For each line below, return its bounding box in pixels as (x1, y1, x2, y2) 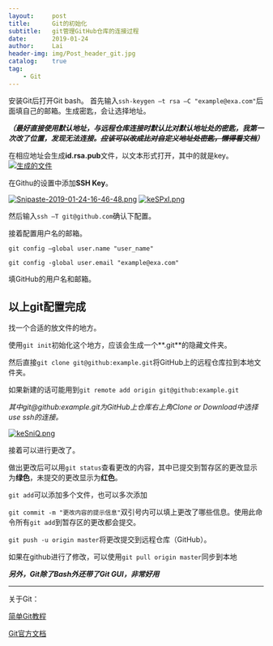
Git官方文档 (8, 629, 47, 639)
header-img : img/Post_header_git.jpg (8, 50, 136, 58)
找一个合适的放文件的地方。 (8, 323, 101, 333)
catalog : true (8, 58, 67, 66)
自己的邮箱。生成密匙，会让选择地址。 (22, 106, 151, 115)
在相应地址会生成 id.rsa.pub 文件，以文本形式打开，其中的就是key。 (8, 150, 233, 160)
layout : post (8, 11, 67, 20)
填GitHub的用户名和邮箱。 (8, 274, 96, 284)
